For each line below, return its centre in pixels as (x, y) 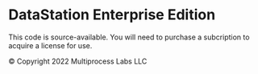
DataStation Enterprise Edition (112, 15)
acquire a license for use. (50, 45)
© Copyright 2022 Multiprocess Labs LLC (78, 61)
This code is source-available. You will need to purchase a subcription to (129, 37)
